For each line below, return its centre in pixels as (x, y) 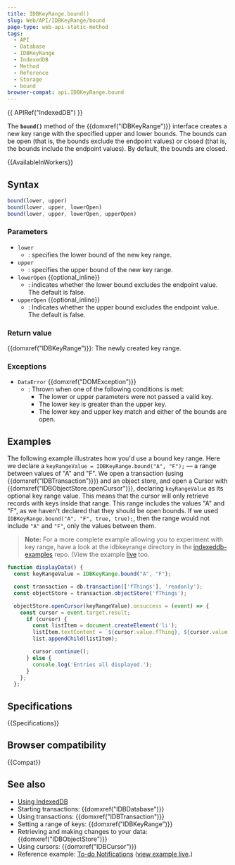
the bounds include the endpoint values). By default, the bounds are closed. (117, 149)
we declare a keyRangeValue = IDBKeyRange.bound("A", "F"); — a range (112, 466)
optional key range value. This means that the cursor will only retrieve (108, 496)
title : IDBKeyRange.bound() (49, 14)
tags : (15, 33)
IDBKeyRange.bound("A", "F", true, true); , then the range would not (108, 518)
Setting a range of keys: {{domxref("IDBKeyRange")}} (95, 824)
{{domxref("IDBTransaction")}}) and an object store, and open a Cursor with (118, 481)
